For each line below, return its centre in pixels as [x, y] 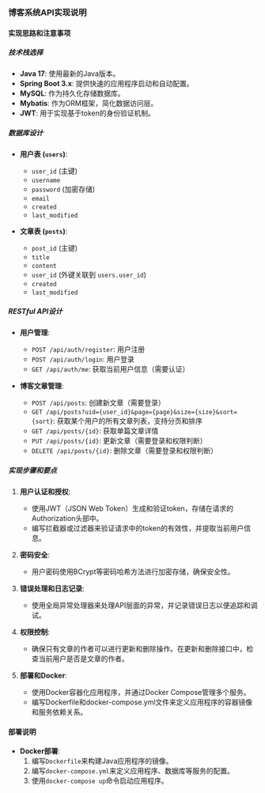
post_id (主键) [54, 248]
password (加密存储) [63, 189]
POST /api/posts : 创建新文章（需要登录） [98, 403]
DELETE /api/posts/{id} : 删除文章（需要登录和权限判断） [125, 451]
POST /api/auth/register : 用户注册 [88, 349]
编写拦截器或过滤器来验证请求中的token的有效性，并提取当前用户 [138, 528]
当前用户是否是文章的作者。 [83, 659]
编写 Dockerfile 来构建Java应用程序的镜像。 [102, 761]
